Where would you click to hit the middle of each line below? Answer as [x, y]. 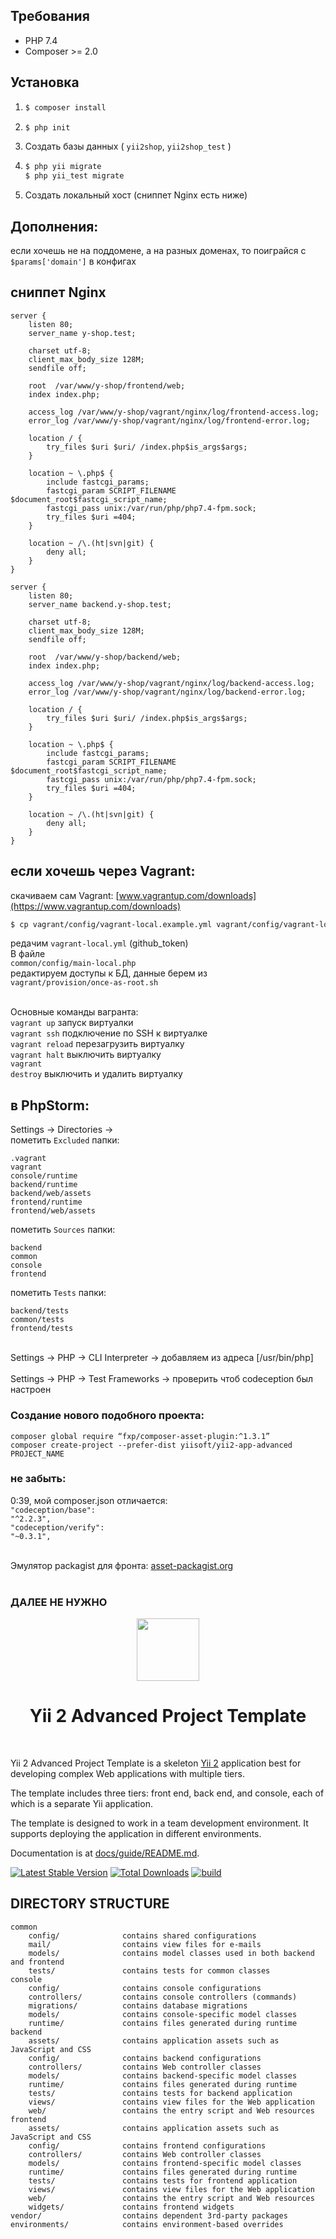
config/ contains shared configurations [142, 1935]
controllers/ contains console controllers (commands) [163, 1997]
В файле [28, 954]
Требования [50, 16]
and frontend [37, 1962]
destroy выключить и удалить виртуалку [96, 1074]
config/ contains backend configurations [145, 2058]
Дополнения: [54, 226]
